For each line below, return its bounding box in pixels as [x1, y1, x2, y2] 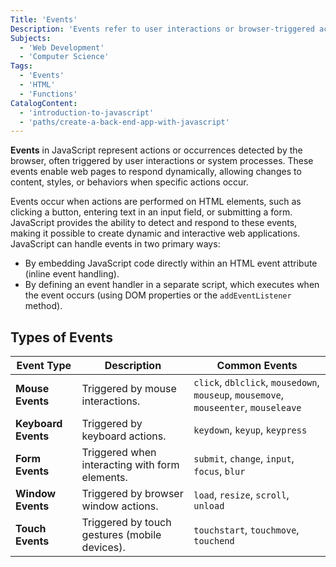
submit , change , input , [193, 452, 295, 466]
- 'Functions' [19, 89, 78, 99]
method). [24, 300, 63, 312]
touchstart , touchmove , [193, 523, 300, 537]
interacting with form [81, 458, 180, 472]
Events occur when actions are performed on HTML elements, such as [10, 196, 302, 208]
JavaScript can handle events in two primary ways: [10, 238, 221, 250]
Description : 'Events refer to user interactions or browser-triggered [10, 24, 315, 34]
